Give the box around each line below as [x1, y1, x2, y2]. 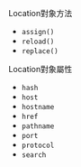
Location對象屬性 [8, 64, 73, 74]
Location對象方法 [8, 8, 73, 18]
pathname [21, 122, 55, 131]
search [21, 151, 47, 160]
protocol [21, 141, 55, 150]
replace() [21, 47, 59, 56]
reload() [21, 37, 55, 46]
